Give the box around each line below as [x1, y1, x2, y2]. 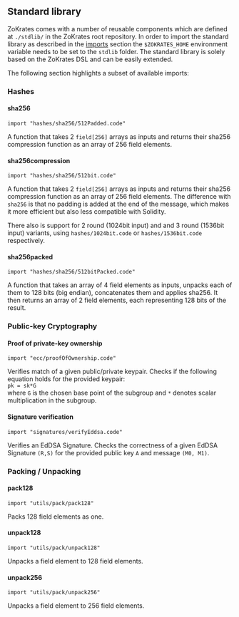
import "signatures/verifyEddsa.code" [7, 428, 123, 435]
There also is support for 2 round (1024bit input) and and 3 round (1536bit [7, 221, 225, 230]
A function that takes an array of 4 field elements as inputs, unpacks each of [7, 281, 233, 289]
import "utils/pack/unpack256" [7, 589, 101, 596]
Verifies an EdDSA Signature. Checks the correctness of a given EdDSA [7, 441, 218, 450]
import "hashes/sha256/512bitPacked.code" [7, 269, 136, 276]
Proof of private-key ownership [7, 338, 103, 348]
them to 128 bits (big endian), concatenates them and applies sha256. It [7, 289, 218, 297]
